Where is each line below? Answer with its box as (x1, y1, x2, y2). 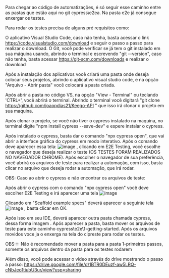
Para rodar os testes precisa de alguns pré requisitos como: (5, 25, 130, 31)
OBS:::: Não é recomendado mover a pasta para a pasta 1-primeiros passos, (5, 241, 163, 247)
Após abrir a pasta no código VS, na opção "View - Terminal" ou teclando (5, 92, 158, 98)
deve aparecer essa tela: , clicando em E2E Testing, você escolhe (5, 144, 160, 150)
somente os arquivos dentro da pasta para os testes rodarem (5, 246, 132, 252)
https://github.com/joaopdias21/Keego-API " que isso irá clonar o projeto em (5, 103, 164, 108)
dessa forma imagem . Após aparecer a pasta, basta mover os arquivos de (5, 220, 160, 226)
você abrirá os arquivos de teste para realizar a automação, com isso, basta (5, 160, 163, 166)
